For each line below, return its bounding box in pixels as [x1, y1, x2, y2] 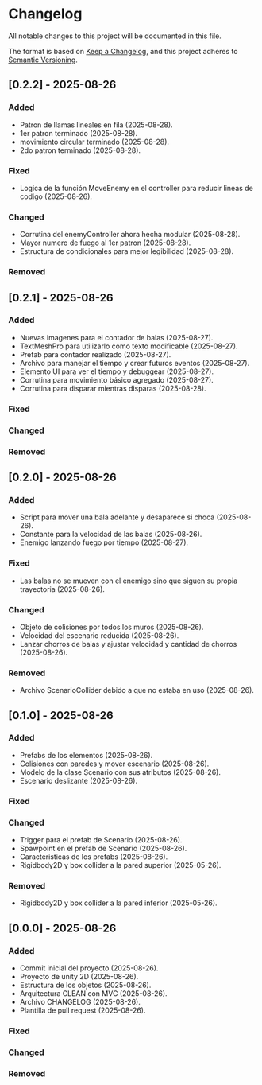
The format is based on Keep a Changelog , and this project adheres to [8, 46, 238, 56]
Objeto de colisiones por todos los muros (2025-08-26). [19, 622, 204, 632]
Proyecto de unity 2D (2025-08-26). [19, 972, 139, 982]
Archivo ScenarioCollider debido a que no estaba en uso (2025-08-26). [19, 686, 254, 695]
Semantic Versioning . [8, 55, 78, 64]
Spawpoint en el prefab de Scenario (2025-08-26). [19, 844, 187, 854]
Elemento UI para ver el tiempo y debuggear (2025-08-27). [19, 367, 214, 376]
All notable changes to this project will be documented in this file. [8, 31, 222, 41]
